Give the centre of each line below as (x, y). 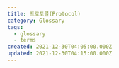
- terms (25, 40)
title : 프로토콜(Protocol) (44, 14)
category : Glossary (36, 21)
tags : (15, 27)
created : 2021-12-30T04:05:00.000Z (60, 47)
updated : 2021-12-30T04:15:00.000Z (60, 54)
